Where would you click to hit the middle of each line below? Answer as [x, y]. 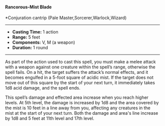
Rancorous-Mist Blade [28, 7]
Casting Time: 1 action [35, 32]
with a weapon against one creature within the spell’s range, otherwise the [80, 67]
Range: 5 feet [26, 37]
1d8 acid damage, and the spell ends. [43, 88]
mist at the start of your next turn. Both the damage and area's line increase [82, 113]
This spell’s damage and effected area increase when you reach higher [77, 97]
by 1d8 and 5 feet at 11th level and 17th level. [50, 119]
